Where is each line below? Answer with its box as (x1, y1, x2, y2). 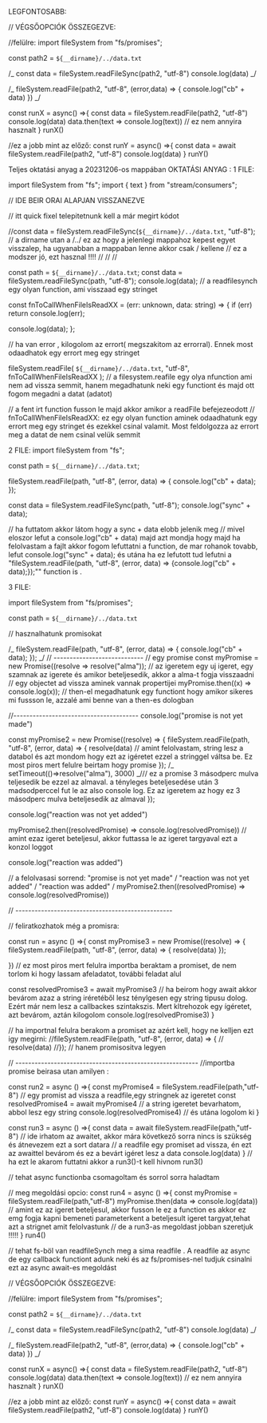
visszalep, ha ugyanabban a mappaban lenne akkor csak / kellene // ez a (8, 244, 247, 253)
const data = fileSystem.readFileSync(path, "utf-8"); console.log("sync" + (8, 500, 251, 510)
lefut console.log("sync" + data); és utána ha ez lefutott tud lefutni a (8, 550, 233, 559)
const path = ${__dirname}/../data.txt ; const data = (8, 268, 183, 277)
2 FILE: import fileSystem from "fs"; (8, 445, 125, 455)
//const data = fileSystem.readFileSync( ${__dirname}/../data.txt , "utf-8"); (8, 227, 256, 236)
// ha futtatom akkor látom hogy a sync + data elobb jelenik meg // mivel (8, 524, 245, 534)
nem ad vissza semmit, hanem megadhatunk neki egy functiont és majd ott (8, 381, 255, 390)
